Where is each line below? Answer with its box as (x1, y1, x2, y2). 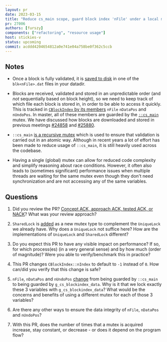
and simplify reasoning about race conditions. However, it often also (12, 162, 152, 169)
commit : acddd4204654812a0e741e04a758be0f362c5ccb (5, 44, 112, 49)
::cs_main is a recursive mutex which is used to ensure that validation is (12, 132, 160, 138)
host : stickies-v (5, 35, 41, 40)
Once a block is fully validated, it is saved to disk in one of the (12, 75, 139, 82)
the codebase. (12, 147, 42, 154)
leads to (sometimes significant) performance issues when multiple (12, 168, 151, 174)
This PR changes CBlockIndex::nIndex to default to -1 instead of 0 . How (12, 261, 159, 267)
